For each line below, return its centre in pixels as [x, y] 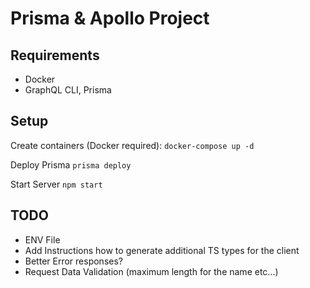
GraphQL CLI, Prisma [68, 90]
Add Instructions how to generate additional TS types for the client [162, 250]
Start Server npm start [56, 184]
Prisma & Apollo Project [110, 18]
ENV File [42, 239]
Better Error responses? [73, 261]
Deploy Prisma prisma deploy [71, 164]
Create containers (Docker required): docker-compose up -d [132, 145]
